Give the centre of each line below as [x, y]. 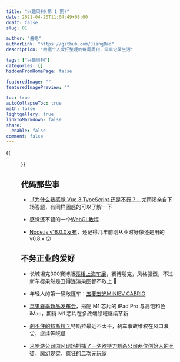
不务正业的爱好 [48, 259]
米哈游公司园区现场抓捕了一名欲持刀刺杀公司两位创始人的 [99, 346]
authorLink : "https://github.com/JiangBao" [60, 44]
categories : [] [25, 65]
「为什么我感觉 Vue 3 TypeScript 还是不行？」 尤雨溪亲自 [98, 200]
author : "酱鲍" [24, 39]
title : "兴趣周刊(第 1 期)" [38, 11]
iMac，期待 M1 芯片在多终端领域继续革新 [79, 313]
